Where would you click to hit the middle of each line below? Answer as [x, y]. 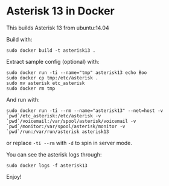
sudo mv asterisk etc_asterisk [46, 83]
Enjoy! [14, 176]
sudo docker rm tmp [31, 88]
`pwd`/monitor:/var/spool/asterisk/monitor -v [66, 126]
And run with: [23, 99]
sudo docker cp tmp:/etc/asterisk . [52, 78]
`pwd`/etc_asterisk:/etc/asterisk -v [54, 116]
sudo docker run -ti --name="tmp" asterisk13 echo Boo [77, 73]
